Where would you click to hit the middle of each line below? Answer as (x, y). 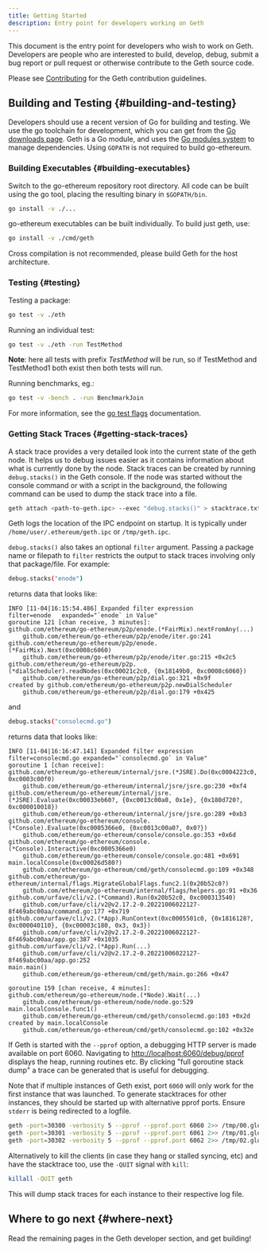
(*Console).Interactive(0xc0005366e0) (72, 849)
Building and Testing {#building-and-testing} (122, 103)
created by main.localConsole (58, 1023)
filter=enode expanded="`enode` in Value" (83, 616)
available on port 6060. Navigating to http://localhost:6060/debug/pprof (126, 1054)
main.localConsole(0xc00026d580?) (66, 863)
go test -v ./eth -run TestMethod (66, 344)
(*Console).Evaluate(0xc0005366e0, (67, 828)
